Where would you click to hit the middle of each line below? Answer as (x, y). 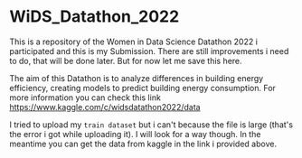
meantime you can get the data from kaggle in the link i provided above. (143, 144)
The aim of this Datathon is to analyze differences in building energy (137, 78)
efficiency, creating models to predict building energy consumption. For (142, 88)
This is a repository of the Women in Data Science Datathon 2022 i (133, 42)
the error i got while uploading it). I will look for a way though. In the (135, 134)
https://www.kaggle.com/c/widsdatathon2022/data (105, 107)
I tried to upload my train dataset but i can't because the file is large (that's (151, 125)
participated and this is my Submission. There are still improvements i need (149, 51)
